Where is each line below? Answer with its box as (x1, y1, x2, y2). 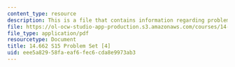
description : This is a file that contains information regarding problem (7, 17, 230, 24)
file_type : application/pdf (7, 29, 90, 37)
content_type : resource (7, 10, 77, 17)
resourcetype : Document (7, 36, 77, 43)
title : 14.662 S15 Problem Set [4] (7, 43, 111, 50)
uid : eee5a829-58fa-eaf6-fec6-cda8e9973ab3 (7, 50, 136, 57)
